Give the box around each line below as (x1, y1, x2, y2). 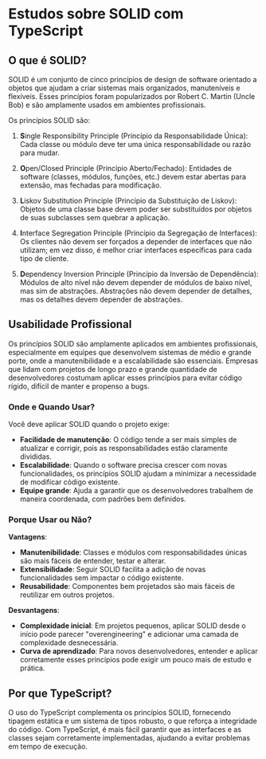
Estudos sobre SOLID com (8, 5, 184, 23)
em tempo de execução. (8, 741, 88, 751)
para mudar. (19, 148, 60, 157)
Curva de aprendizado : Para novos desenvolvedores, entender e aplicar (19, 646, 258, 656)
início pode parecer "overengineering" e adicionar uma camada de (19, 630, 239, 639)
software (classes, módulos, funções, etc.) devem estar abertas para (19, 172, 247, 181)
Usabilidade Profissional (8, 318, 132, 331)
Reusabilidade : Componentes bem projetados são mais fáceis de (19, 582, 235, 591)
